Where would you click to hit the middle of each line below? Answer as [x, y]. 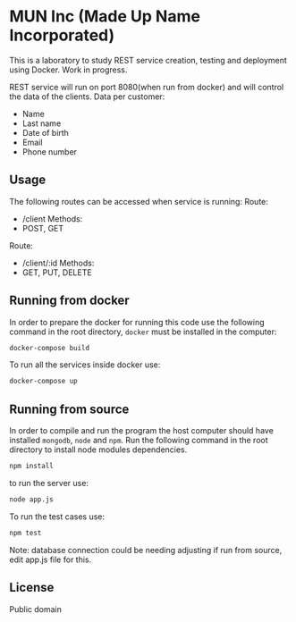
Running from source [69, 409]
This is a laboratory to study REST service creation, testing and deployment [148, 60]
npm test [25, 533]
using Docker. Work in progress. [68, 70]
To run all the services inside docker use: [85, 365]
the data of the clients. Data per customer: [87, 97]
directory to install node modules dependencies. [98, 450]
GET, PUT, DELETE [57, 272]
